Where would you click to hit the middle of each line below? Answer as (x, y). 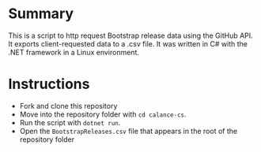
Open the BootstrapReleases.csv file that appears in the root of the (129, 131)
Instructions (49, 84)
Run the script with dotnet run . (70, 122)
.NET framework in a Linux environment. (74, 52)
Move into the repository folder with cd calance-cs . (103, 114)
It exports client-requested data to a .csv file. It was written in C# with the (128, 43)
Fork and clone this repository (68, 106)
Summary (41, 14)
